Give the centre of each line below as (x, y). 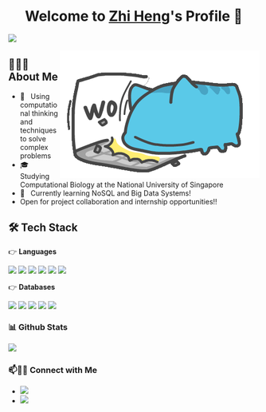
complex (34, 147)
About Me (33, 77)
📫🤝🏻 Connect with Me (53, 370)
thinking (45, 113)
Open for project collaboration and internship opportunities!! (118, 201)
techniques (38, 130)
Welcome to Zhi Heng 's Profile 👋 (134, 16)
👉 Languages (33, 252)
